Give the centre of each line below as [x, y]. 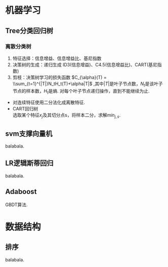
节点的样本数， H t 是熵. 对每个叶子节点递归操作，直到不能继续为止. [81, 91]
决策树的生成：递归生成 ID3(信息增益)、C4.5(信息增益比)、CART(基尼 [85, 64]
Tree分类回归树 [29, 31]
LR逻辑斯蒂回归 [29, 163]
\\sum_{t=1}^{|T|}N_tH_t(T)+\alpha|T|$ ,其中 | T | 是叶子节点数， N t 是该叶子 [88, 84]
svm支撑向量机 [29, 133]
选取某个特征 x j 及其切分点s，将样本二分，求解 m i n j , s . [66, 116]
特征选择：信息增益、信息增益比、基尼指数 [57, 58]
